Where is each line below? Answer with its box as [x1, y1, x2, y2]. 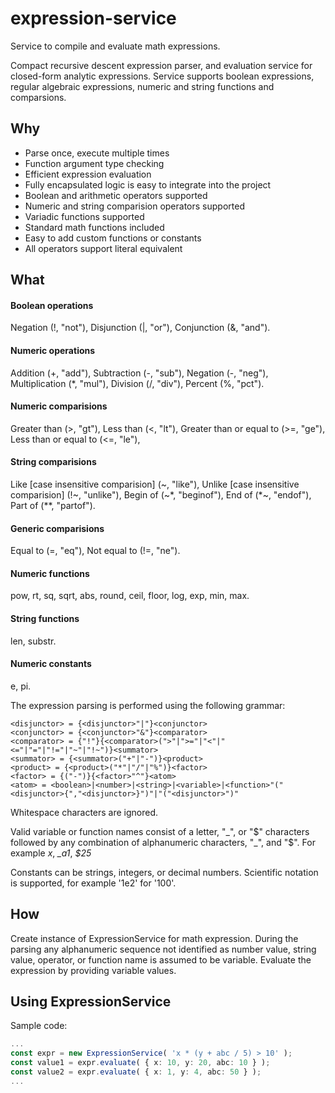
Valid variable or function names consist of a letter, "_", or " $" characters [10, 825, 310, 837]
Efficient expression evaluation [24, 168, 152, 180]
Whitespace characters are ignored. [10, 806, 159, 818]
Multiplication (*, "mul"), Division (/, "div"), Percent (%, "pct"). [10, 377, 265, 389]
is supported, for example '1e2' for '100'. [10, 877, 177, 889]
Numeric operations [10, 344, 96, 356]
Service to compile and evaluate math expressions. [10, 40, 221, 52]
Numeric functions [10, 567, 90, 579]
